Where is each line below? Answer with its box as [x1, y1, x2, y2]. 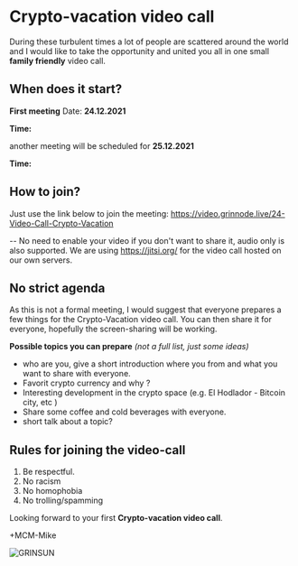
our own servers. [9, 255, 73, 265]
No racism [22, 476, 61, 487]
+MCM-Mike [9, 530, 57, 541]
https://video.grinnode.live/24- [170, 208, 286, 218]
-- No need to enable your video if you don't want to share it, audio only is [9, 235, 285, 246]
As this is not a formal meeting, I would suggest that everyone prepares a [9, 304, 282, 315]
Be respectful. [22, 467, 75, 478]
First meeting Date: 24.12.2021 [9, 106, 126, 116]
